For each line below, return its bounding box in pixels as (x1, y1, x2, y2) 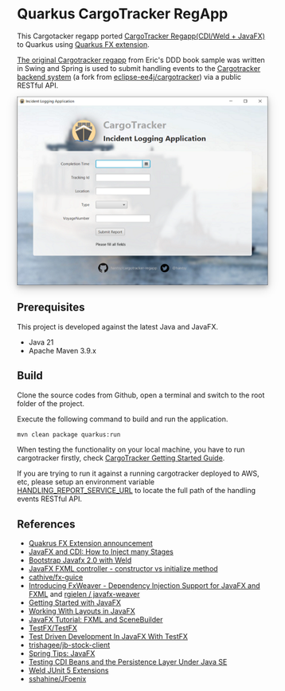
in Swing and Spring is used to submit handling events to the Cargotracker (17, 63, 261, 73)
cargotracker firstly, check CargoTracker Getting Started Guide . (17, 453, 225, 463)
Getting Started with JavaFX (28, 598, 122, 607)
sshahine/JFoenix (28, 674, 87, 684)
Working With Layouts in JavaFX (28, 606, 135, 616)
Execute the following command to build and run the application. (17, 414, 228, 424)
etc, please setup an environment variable (17, 477, 155, 487)
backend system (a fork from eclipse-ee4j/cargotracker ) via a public (17, 72, 242, 81)
